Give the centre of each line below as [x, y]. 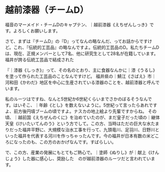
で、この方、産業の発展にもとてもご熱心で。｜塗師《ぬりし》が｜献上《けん [82, 152]
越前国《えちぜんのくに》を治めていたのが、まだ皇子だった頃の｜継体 [89, 117]
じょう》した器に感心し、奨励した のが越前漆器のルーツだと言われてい [78, 158]
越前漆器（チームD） [47, 10]
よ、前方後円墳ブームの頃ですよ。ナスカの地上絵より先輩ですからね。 [76, 111]
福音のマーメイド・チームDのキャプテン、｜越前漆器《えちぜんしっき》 [77, 25]
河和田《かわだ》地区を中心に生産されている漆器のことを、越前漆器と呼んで [82, 82]
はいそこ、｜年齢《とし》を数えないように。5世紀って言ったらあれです [85, 105]
